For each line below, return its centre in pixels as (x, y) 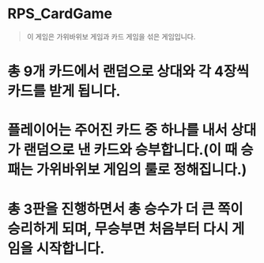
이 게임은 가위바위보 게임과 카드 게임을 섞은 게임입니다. (111, 36)
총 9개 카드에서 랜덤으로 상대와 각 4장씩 (128, 71)
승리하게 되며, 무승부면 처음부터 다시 (118, 229)
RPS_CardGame (60, 14)
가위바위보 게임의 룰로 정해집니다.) (141, 170)
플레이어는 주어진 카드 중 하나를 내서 (118, 130)
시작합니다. (70, 248)
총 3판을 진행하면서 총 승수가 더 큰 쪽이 (125, 209)
